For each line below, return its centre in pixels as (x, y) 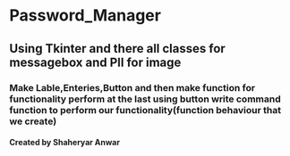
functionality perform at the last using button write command (145, 99)
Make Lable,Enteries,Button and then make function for (132, 87)
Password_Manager (85, 16)
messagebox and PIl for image (95, 62)
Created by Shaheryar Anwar (65, 143)
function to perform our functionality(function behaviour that (145, 110)
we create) (33, 121)
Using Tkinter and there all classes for (117, 49)
